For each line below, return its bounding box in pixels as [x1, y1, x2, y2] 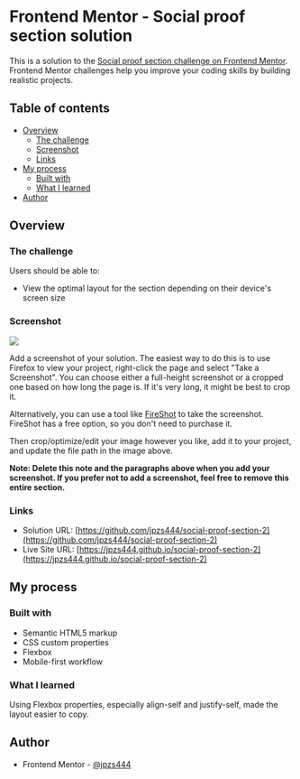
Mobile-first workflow [22, 656, 104, 667]
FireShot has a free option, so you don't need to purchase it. [9, 418, 232, 429]
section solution [9, 25, 133, 46]
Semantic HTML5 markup [22, 627, 118, 638]
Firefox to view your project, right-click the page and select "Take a [9, 362, 259, 373]
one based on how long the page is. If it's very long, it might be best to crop [9, 381, 291, 392]
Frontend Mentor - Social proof [9, 6, 246, 27]
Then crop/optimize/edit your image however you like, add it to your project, [9, 435, 292, 446]
